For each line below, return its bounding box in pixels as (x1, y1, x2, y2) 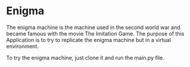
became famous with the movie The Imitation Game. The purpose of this (6, 30, 185, 37)
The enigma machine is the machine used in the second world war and (6, 24, 180, 31)
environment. (6, 43, 39, 50)
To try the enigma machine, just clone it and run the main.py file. (6, 54, 164, 61)
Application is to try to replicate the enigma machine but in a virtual (6, 36, 171, 43)
